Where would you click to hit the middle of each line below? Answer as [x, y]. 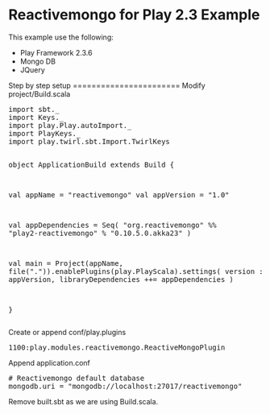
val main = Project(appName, [66, 263]
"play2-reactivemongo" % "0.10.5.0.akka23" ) [100, 233]
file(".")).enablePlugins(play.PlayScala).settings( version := [138, 271]
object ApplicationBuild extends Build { [91, 164]
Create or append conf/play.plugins [67, 332]
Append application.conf [50, 362]
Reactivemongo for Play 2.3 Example [134, 15]
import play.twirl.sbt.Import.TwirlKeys [89, 141]
